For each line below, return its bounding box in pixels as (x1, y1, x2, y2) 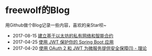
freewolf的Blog (5, 4, 70, 16)
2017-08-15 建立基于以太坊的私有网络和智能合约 (12, 32, 114, 38)
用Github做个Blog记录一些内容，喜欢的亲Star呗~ (5, 22, 107, 28)
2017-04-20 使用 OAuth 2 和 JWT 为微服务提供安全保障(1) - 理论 (12, 45, 147, 51)
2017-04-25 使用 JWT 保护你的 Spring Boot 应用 (12, 38, 114, 45)
